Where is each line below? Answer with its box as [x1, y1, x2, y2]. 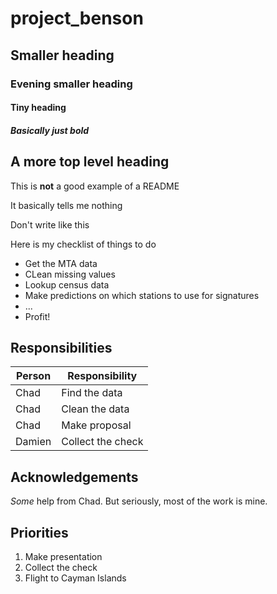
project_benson [10, 7, 144, 30]
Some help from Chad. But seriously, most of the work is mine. [10, 495, 268, 507]
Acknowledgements [10, 468, 139, 486]
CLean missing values [24, 268, 116, 280]
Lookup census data [24, 278, 110, 291]
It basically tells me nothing [10, 199, 123, 211]
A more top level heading [10, 153, 170, 171]
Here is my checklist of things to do [10, 238, 157, 250]
